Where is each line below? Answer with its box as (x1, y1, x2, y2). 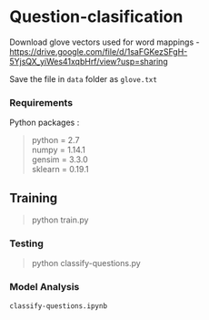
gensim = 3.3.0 (31, 154, 88, 165)
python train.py (31, 214, 89, 225)
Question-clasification (9, 6, 184, 27)
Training (9, 190, 58, 206)
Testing (9, 237, 44, 250)
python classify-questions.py (31, 258, 141, 269)
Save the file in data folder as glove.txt (9, 73, 157, 84)
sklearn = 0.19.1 (31, 164, 89, 175)
